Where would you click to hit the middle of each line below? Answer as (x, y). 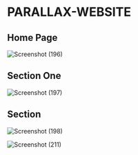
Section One (34, 76)
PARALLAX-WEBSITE (69, 12)
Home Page (32, 38)
